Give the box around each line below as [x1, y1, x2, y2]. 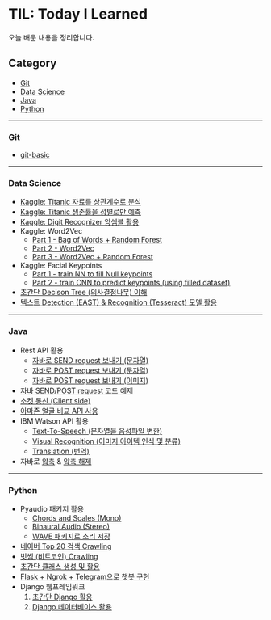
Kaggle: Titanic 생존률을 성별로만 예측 [19, 207, 141, 217]
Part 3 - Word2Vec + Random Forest [31, 252, 153, 262]
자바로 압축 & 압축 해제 [19, 456, 92, 466]
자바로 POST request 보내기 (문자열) [31, 365, 149, 375]
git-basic [19, 150, 50, 160]
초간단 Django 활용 [31, 592, 93, 601]
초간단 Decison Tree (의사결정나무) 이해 [19, 288, 148, 297]
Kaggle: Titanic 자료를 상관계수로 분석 [19, 197, 141, 207]
